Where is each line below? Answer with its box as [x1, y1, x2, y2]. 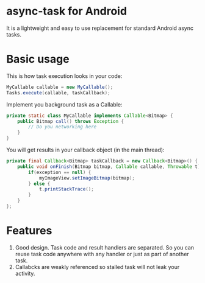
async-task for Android [6, 4, 127, 18]
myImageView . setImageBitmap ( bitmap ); [38, 175, 135, 181]
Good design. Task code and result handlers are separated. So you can [15, 243, 194, 251]
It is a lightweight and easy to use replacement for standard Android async [6, 24, 194, 32]
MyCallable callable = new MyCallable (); [6, 84, 113, 90]
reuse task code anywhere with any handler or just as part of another [15, 250, 189, 257]
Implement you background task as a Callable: [6, 100, 123, 108]
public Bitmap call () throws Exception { [17, 118, 124, 124]
